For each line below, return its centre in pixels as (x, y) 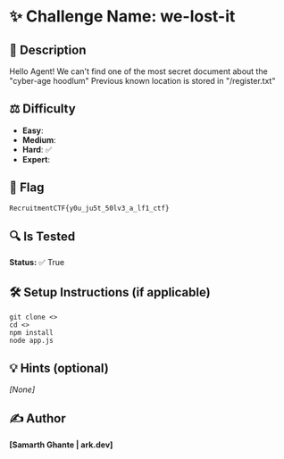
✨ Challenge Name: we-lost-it (122, 17)
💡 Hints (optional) (59, 368)
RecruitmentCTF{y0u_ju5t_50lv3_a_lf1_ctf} (89, 208)
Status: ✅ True (37, 263)
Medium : (39, 139)
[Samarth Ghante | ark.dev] (61, 445)
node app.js (31, 341)
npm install (31, 333)
